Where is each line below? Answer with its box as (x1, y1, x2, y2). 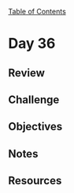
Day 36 (8, 35, 56, 52)
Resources (8, 174, 62, 187)
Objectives (8, 120, 63, 133)
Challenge (8, 93, 60, 106)
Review (8, 66, 46, 79)
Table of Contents (8, 7, 67, 16)
